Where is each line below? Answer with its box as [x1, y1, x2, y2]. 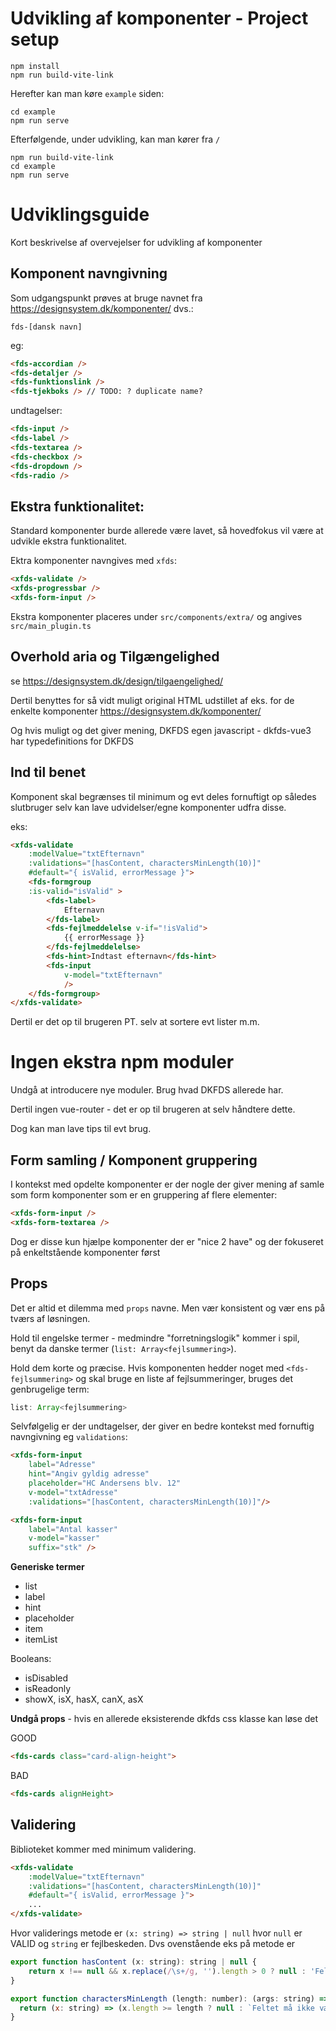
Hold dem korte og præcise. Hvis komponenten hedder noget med [10, 1362, 285, 1374]
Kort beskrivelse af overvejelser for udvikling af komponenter [10, 236, 263, 248]
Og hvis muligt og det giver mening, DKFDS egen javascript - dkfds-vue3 [10, 724, 312, 736]
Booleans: [10, 1653, 52, 1665]
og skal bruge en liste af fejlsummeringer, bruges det [75, 1372, 293, 1384]
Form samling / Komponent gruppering [10, 1152, 258, 1169]
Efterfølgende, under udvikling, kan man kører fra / [10, 133, 221, 145]
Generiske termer [10, 1561, 85, 1573]
